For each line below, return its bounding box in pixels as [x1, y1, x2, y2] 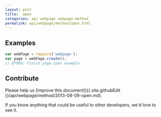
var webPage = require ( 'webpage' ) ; [5, 52, 78, 57]
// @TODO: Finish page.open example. [5, 60, 82, 66]
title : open [5, 12, 32, 17]
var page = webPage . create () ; [5, 56, 67, 61]
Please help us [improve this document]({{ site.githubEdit [5, 87, 121, 93]
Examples [5, 39, 36, 47]
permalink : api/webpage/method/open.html [5, 20, 91, 26]
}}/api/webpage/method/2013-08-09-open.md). [5, 92, 102, 98]
